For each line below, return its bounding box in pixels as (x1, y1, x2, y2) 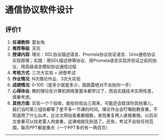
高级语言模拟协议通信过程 (25, 64, 77, 69)
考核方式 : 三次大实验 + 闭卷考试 (12, 70, 76, 76)
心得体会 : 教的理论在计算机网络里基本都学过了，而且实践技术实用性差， (12, 88, 156, 94)
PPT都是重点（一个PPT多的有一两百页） (29, 125, 110, 130)
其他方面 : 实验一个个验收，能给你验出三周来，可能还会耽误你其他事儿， (12, 100, 156, 106)
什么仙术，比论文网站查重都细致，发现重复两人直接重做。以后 (29, 113, 154, 118)
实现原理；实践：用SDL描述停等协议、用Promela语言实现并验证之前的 (12, 58, 153, 63)
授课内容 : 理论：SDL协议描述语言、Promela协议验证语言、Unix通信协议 (12, 52, 156, 57)
